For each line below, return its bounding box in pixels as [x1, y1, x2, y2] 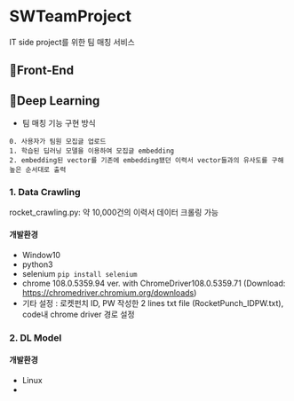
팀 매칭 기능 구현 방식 [21, 118, 96, 129]
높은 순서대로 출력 [9, 166, 67, 175]
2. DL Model [9, 331, 62, 343]
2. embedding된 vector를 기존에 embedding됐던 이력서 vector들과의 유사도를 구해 [9, 156, 284, 165]
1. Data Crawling [9, 186, 81, 199]
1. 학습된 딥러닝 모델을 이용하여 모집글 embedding [9, 146, 175, 156]
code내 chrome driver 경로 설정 [21, 309, 135, 319]
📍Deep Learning [9, 93, 100, 108]
